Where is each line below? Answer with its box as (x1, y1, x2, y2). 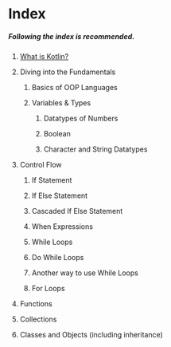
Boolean (43, 129, 72, 139)
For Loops (31, 284, 65, 294)
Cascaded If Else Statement (31, 207, 123, 216)
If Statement (31, 175, 72, 185)
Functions (19, 299, 53, 309)
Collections (19, 314, 57, 324)
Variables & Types (31, 98, 91, 108)
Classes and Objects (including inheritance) (19, 330, 163, 340)
